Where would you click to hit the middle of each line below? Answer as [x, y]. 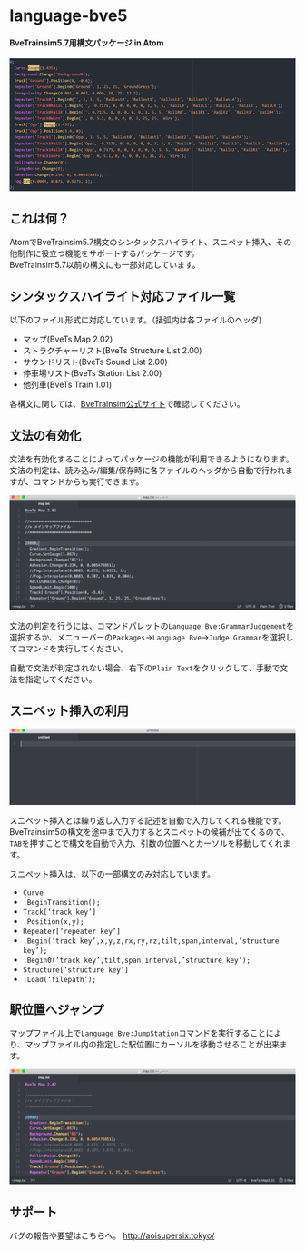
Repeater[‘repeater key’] [71, 931]
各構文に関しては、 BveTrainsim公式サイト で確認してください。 [127, 404]
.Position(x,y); [53, 922]
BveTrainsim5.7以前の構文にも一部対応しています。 [105, 265]
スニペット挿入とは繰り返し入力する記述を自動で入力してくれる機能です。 [148, 820]
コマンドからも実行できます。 [89, 481]
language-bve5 [69, 16]
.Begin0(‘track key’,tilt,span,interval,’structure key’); [137, 960]
